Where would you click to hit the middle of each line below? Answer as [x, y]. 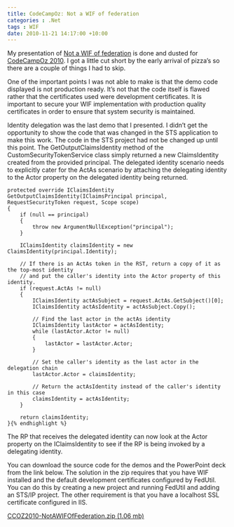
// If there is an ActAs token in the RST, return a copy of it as [120, 264]
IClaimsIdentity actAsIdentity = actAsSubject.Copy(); [114, 307]
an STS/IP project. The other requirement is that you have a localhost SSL [113, 495]
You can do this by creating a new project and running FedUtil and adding [113, 488]
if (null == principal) [55, 215]
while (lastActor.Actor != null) [81, 332]
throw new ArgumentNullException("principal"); [103, 227]
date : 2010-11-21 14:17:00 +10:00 [58, 33]
